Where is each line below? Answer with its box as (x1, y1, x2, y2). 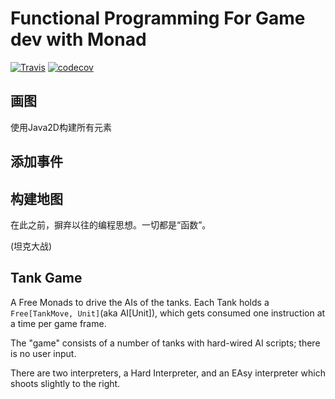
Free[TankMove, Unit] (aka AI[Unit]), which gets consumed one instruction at (10, 307, 326, 319)
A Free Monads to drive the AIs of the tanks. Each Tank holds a (10, 296, 270, 308)
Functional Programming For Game (10, 7, 306, 30)
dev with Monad (10, 28, 147, 51)
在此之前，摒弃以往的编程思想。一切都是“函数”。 (10, 218, 212, 231)
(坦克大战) (10, 240, 53, 252)
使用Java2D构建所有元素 (10, 121, 112, 133)
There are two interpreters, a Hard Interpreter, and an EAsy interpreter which (10, 367, 326, 379)
